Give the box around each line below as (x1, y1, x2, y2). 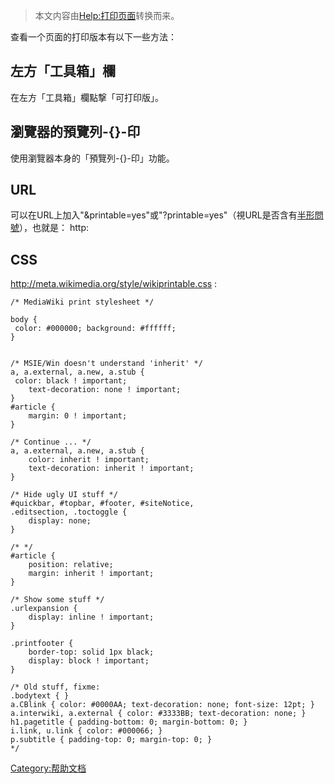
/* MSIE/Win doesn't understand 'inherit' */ (10, 359, 203, 369)
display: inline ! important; (28, 612, 155, 623)
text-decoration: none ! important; (28, 385, 182, 395)
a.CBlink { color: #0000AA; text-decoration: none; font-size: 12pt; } (10, 700, 315, 710)
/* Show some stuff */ (10, 595, 105, 605)
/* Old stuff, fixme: (10, 682, 101, 693)
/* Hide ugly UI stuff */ (10, 490, 118, 500)
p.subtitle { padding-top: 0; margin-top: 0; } (10, 735, 213, 745)
